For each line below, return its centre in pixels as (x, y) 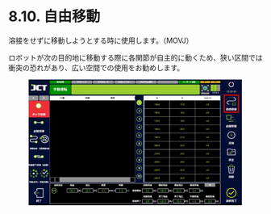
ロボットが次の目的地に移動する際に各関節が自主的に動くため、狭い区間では (135, 57)
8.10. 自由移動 (54, 17)
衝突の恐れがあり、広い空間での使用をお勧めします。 (96, 67)
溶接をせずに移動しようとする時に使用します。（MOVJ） (101, 40)
